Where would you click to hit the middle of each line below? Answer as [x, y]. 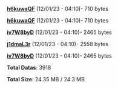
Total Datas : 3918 [29, 67]
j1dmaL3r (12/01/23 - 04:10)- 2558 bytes [57, 44]
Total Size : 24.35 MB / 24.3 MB [46, 79]
